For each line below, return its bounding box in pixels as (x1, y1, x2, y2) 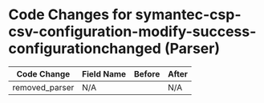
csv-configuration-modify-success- (8, 22, 257, 41)
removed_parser (12, 81, 75, 93)
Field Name (81, 68, 127, 79)
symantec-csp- (135, 6, 242, 24)
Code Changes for (8, 6, 132, 24)
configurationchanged (8, 40, 162, 57)
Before (133, 68, 160, 79)
